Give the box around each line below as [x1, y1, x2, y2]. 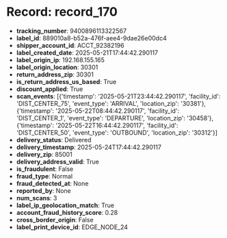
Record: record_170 [6, 4, 118, 20]
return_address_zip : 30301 [16, 70, 94, 79]
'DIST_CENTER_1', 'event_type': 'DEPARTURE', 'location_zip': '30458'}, [16, 114, 214, 122]
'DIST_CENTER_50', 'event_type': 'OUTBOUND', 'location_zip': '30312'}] [16, 128, 218, 137]
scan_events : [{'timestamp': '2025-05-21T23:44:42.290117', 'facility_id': [16, 92, 221, 100]
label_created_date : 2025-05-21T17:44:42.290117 [16, 49, 159, 57]
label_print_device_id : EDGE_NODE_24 [16, 223, 128, 231]
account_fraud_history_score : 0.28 [16, 208, 118, 216]
